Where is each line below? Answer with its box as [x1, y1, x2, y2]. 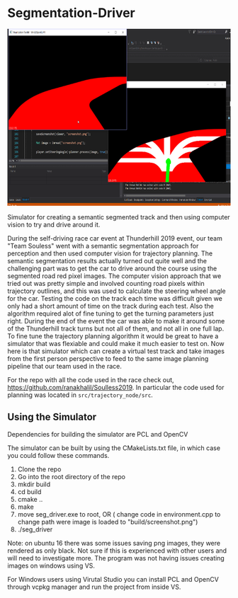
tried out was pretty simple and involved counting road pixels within [7, 279, 205, 287]
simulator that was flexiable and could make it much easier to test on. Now [7, 339, 225, 347]
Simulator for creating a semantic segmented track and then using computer [7, 212, 230, 221]
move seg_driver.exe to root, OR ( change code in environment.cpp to [17, 510, 221, 518]
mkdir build [17, 480, 51, 488]
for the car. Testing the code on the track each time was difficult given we [7, 294, 223, 302]
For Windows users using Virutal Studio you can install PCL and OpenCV [7, 575, 220, 583]
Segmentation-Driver [7, 5, 136, 21]
